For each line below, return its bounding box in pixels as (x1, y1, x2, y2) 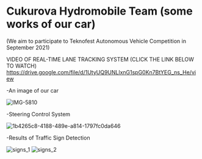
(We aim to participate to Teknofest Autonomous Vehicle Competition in (6, 37, 186, 44)
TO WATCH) (6, 62, 37, 69)
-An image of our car (6, 87, 59, 94)
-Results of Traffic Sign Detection (6, 134, 90, 141)
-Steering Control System (6, 110, 71, 118)
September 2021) (6, 44, 50, 51)
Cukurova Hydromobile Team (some (6, 4, 193, 18)
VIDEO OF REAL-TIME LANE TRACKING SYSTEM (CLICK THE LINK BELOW (6, 55, 194, 63)
